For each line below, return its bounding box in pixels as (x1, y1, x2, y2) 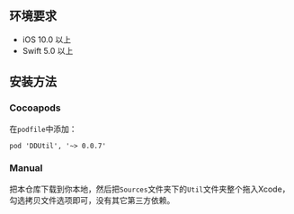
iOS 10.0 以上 (22, 34, 72, 45)
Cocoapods (9, 102, 61, 114)
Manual (9, 162, 43, 174)
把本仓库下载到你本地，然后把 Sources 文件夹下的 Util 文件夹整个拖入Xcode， (9, 183, 290, 194)
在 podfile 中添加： (9, 123, 78, 134)
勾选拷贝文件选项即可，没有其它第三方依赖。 (9, 194, 175, 205)
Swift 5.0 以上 (22, 45, 74, 56)
